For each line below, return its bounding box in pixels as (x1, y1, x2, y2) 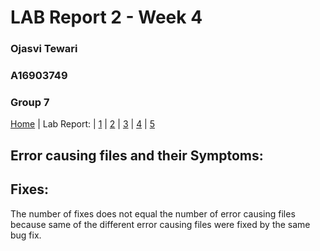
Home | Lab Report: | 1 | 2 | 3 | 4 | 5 (10, 118, 156, 130)
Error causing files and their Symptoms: (10, 147, 264, 164)
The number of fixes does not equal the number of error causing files (10, 207, 296, 220)
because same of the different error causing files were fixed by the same (10, 218, 311, 230)
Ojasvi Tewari (10, 42, 78, 56)
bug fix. (10, 229, 42, 241)
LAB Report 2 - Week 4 (10, 6, 203, 29)
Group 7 (10, 95, 50, 109)
